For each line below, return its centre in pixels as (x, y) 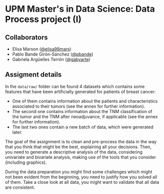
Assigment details (34, 75)
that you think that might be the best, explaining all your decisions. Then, (78, 147)
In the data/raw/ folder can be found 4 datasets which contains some (75, 86)
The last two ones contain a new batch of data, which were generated (82, 127)
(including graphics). (26, 162)
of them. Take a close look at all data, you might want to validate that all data (82, 182)
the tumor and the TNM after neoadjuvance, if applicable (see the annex (85, 116)
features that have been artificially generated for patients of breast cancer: (80, 92)
